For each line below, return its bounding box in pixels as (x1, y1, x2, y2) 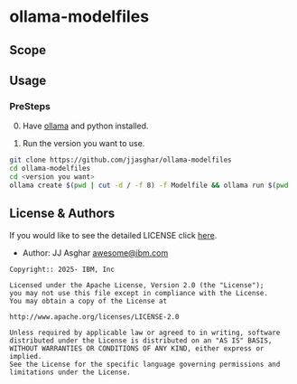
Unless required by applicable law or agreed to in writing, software (9, 328, 281, 337)
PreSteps (9, 99, 51, 112)
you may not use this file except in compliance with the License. (9, 288, 269, 297)
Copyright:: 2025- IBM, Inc (9, 265, 116, 274)
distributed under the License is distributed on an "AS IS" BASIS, (9, 336, 273, 345)
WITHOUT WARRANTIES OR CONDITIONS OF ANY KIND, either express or (9, 343, 265, 353)
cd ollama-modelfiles (9, 164, 91, 173)
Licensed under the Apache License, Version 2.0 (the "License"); (9, 280, 265, 290)
